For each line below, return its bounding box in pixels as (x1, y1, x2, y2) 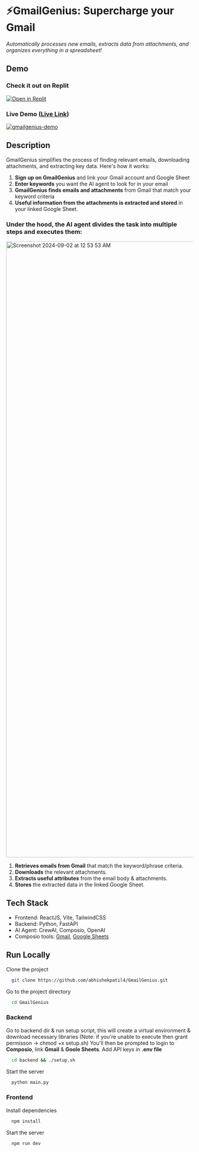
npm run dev (11, 1140, 41, 1146)
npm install (11, 1118, 41, 1124)
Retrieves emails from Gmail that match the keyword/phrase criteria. (14, 862, 184, 869)
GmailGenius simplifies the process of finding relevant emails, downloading (6, 156, 190, 163)
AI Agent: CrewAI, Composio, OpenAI (14, 926, 105, 933)
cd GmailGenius (11, 999, 49, 1005)
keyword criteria (14, 192, 55, 200)
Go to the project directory (6, 988, 71, 995)
